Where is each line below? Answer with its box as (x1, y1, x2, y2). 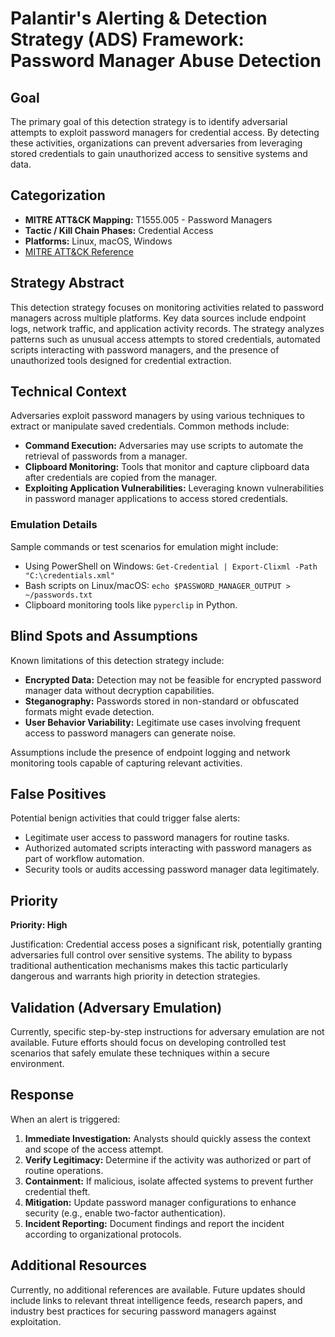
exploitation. (10, 1315, 62, 1327)
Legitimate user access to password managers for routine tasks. (24, 832, 290, 844)
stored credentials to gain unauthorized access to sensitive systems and (10, 148, 308, 159)
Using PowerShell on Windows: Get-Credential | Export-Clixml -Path (24, 560, 318, 572)
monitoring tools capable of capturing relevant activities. (10, 757, 243, 769)
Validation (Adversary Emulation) (10, 999, 223, 1016)
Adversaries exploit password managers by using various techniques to (10, 410, 305, 422)
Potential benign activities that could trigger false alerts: (10, 812, 241, 824)
